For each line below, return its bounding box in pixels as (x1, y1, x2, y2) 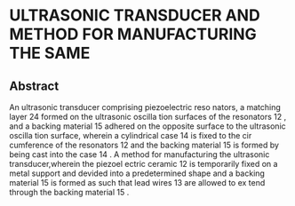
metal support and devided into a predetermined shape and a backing (9, 168, 265, 178)
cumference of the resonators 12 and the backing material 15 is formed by (9, 139, 280, 150)
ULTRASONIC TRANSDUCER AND (9, 5, 260, 26)
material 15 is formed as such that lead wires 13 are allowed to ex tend (9, 178, 266, 187)
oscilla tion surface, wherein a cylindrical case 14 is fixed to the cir (9, 131, 252, 140)
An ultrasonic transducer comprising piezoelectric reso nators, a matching (9, 102, 282, 112)
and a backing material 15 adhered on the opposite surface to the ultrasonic (9, 121, 286, 131)
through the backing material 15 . (9, 187, 130, 197)
